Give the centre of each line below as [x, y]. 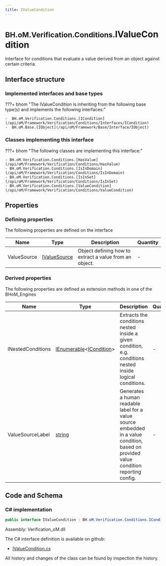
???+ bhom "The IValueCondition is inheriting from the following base [76, 104]
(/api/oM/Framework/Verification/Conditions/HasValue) [63, 164]
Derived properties [28, 278]
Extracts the [134, 314]
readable [130, 403]
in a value [131, 435]
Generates [132, 391]
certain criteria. [21, 64]
